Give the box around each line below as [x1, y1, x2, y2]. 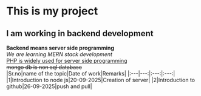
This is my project [6, 4, 98, 18]
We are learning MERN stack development [6, 51, 112, 58]
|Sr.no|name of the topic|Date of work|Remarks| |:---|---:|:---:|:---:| [6, 70, 175, 77]
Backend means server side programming [6, 44, 114, 51]
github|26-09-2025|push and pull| [6, 83, 92, 90]
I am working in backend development [6, 28, 154, 39]
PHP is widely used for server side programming [6, 57, 128, 64]
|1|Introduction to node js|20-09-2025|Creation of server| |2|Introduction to [6, 77, 196, 83]
